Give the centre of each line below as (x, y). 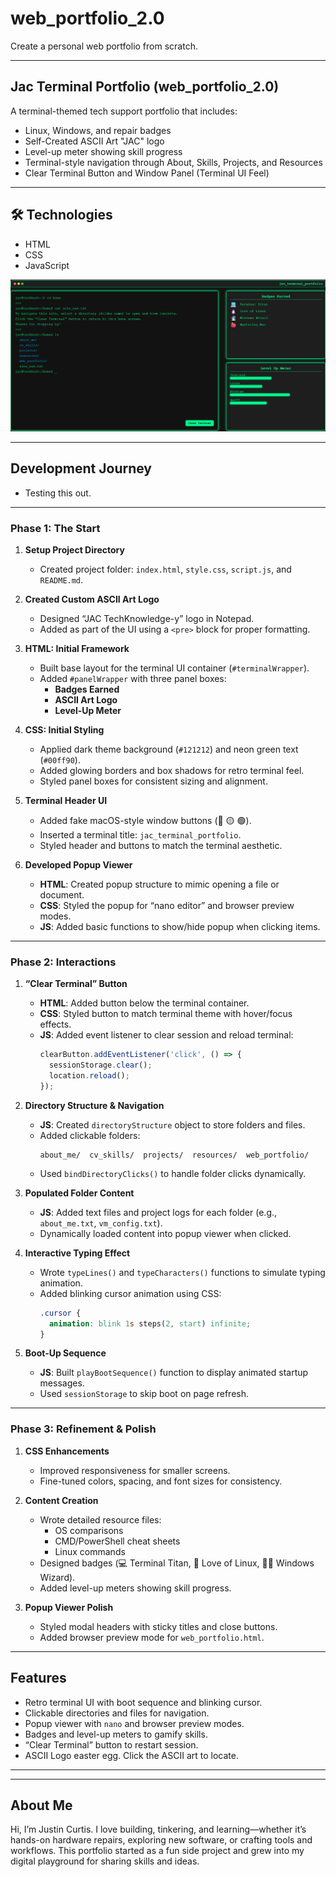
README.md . (61, 580)
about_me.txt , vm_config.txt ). (101, 1223)
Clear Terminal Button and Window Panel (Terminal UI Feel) (147, 173)
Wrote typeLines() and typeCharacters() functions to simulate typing (182, 1272)
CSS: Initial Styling (64, 730)
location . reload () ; (89, 1076)
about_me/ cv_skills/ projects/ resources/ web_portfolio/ (174, 1155)
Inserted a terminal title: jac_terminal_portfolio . (140, 835)
